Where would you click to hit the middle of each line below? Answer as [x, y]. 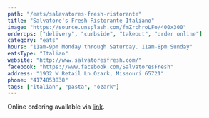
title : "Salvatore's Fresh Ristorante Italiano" [81, 21]
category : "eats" [33, 41]
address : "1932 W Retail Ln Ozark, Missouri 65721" [86, 73]
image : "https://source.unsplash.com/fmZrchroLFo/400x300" [97, 27]
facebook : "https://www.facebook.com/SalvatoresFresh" [91, 67]
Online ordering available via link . [56, 107]
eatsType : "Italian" [38, 54]
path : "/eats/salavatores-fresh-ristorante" [75, 14]
